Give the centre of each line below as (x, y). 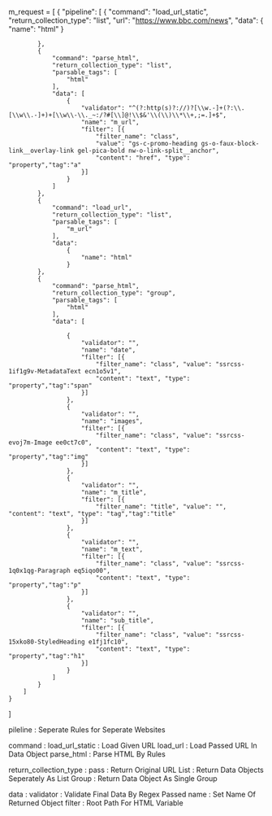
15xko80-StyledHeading (47, 642)
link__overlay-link (41, 151)
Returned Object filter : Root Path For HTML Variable (96, 803)
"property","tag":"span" (50, 386)
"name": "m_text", (112, 549)
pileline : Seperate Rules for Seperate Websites (87, 730)
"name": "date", (108, 350)
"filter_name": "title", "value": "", (161, 507)
